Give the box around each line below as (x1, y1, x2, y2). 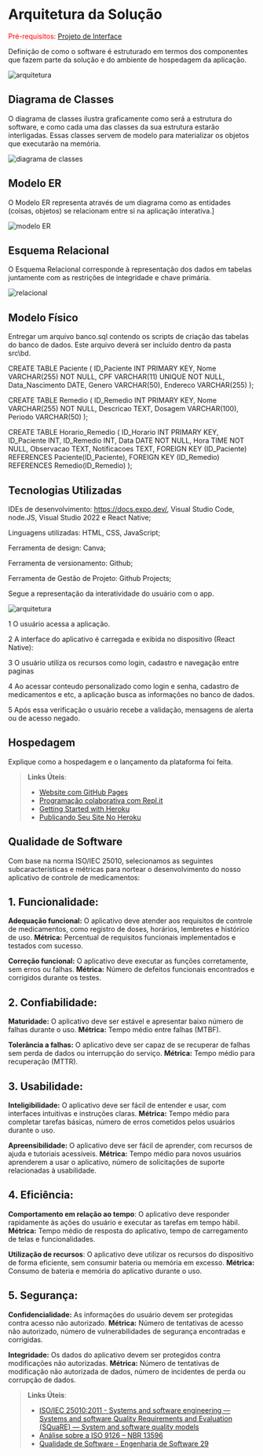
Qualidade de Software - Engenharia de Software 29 (38, 1439, 210, 1448)
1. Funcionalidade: (8, 896, 99, 909)
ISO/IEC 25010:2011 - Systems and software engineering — (38, 1405, 231, 1414)
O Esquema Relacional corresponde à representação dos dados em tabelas (8, 265, 253, 274)
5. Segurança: (8, 1289, 79, 1302)
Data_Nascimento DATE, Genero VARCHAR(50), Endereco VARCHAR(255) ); (8, 381, 254, 390)
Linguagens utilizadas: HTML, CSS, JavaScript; (8, 528, 161, 537)
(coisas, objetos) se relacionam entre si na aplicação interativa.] (8, 206, 214, 215)
